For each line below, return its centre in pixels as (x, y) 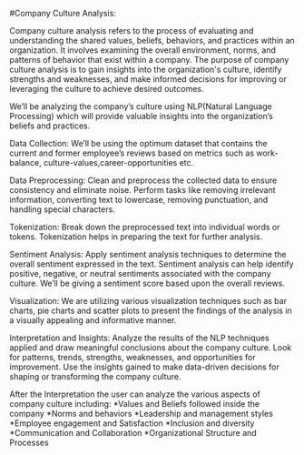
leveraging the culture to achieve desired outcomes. (107, 89)
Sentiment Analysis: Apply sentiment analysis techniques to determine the (148, 254)
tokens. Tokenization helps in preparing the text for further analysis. (136, 237)
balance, (26, 162)
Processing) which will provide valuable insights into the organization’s (142, 116)
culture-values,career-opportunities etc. (119, 162)
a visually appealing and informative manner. (93, 320)
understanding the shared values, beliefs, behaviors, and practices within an (152, 40)
